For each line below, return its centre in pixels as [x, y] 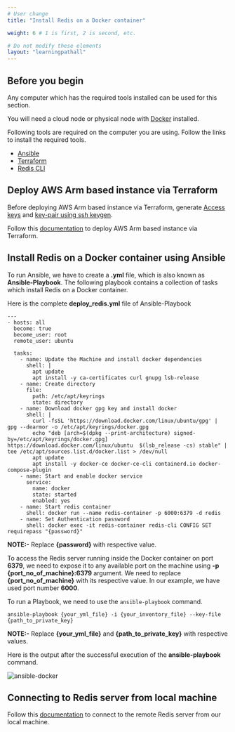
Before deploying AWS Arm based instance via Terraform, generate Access [116, 207]
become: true [33, 328]
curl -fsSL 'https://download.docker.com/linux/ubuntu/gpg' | [125, 421]
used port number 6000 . [43, 588]
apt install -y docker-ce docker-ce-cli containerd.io [114, 464]
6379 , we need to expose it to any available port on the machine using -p [113, 566]
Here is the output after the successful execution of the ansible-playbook [114, 655]
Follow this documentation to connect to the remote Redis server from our [114, 714]
